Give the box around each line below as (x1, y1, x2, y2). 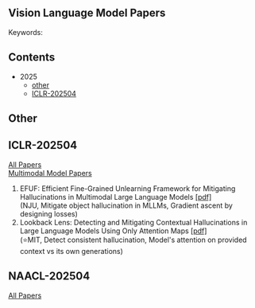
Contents (8, 51, 56, 64)
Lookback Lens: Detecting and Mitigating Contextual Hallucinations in (19, 217, 248, 227)
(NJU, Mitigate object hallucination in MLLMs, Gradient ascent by (19, 201, 233, 210)
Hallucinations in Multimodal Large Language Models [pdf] (19, 192, 212, 201)
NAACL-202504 (8, 270, 91, 283)
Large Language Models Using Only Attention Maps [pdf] (19, 226, 207, 236)
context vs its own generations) (19, 246, 123, 255)
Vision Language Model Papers (8, 6, 166, 20)
